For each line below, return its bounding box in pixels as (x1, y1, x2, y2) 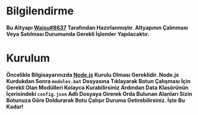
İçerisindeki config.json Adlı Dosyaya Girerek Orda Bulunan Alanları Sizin (6, 90, 193, 97)
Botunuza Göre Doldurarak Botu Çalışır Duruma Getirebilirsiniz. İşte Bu (6, 96, 185, 104)
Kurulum (6, 52, 50, 65)
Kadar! (6, 103, 24, 110)
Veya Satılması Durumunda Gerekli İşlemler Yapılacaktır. (6, 30, 149, 37)
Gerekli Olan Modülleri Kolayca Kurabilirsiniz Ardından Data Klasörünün (6, 84, 189, 91)
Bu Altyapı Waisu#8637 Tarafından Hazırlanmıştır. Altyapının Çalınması (6, 24, 188, 31)
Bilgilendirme (6, 4, 74, 18)
